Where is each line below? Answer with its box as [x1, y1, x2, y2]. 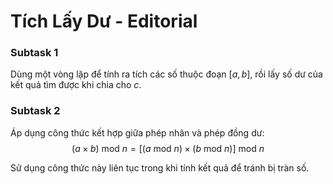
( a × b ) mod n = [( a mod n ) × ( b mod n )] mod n [71, 142, 265, 154]
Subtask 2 [10, 104, 61, 118]
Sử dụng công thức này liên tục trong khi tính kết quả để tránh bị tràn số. [10, 161, 310, 174]
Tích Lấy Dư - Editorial [10, 10, 198, 33]
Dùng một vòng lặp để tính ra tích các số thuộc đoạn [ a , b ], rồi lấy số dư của [10, 68, 323, 80]
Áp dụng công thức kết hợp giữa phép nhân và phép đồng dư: [10, 126, 265, 139]
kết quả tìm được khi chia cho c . [10, 79, 142, 91]
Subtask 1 [10, 46, 59, 60]
